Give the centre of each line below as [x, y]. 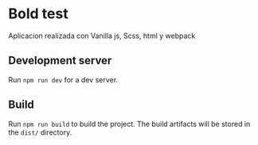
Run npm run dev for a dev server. [63, 79]
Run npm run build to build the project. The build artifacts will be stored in [129, 124]
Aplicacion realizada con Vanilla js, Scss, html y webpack [102, 36]
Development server [60, 61]
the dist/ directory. [40, 132]
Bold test [39, 14]
